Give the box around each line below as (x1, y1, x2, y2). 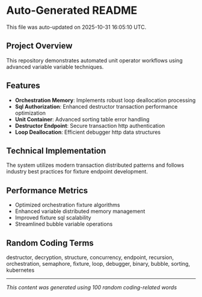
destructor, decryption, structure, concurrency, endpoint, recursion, (6, 254, 174, 261)
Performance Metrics (6, 185, 88, 196)
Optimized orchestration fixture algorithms (14, 202, 120, 209)
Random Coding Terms (6, 238, 94, 248)
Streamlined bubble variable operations (14, 220, 113, 228)
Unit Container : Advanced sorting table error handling (14, 115, 150, 123)
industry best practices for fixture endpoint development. (6, 168, 148, 175)
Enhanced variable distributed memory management (14, 208, 145, 215)
